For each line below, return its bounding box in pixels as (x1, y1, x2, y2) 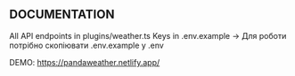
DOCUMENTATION (9, 7, 115, 22)
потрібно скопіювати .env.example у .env (9, 40, 165, 50)
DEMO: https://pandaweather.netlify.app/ (9, 57, 160, 67)
